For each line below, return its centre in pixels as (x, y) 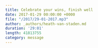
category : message (24, 38)
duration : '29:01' (24, 28)
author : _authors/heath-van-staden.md (46, 24)
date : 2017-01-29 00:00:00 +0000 (40, 14)
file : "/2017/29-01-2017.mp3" (37, 19)
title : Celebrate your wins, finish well (49, 10)
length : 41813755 (23, 33)
